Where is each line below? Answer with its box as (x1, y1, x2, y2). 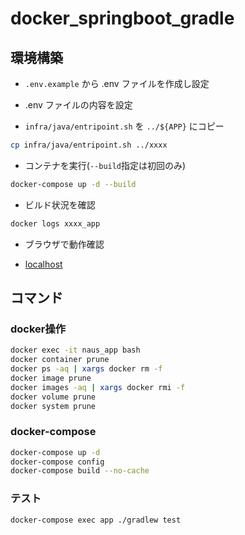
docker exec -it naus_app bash (10, 345, 141, 356)
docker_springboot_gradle (10, 7, 235, 30)
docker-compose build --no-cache (10, 466, 150, 476)
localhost (24, 258, 63, 270)
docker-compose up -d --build (10, 179, 137, 189)
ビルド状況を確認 (24, 198, 96, 211)
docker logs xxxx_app (10, 218, 101, 229)
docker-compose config (10, 457, 105, 467)
